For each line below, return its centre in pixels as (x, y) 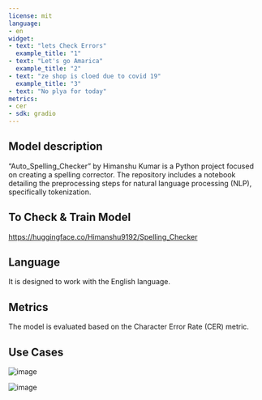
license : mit (30, 16)
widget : (21, 38)
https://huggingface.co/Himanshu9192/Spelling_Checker (103, 236)
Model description (56, 147)
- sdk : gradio (32, 114)
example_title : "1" (49, 53)
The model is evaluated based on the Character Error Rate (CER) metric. (129, 327)
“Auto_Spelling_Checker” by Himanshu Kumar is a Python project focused (131, 166)
